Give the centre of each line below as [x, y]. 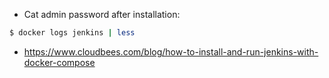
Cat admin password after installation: [102, 14]
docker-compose [59, 62]
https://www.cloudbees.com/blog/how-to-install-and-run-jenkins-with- [171, 51]
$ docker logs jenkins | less [72, 33]
